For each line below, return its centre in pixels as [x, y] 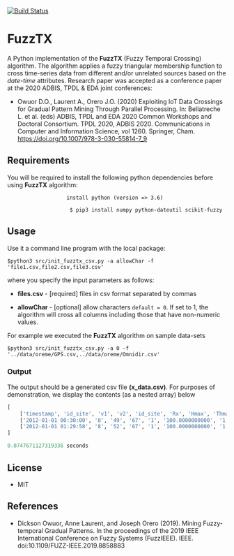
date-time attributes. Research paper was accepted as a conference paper [115, 80]
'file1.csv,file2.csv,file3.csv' [56, 267]
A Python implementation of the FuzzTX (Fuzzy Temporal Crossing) [104, 58]
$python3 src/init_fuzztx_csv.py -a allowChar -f [81, 261]
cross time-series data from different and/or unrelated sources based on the [117, 73]
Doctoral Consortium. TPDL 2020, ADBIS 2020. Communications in [114, 124]
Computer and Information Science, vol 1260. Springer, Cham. [106, 131]
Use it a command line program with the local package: [86, 248]
